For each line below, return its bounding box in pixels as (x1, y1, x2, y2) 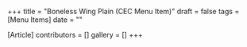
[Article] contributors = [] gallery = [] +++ (7, 31, 144, 39)
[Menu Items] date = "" (7, 15, 83, 24)
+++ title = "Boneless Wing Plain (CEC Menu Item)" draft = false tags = (7, 7, 240, 16)
